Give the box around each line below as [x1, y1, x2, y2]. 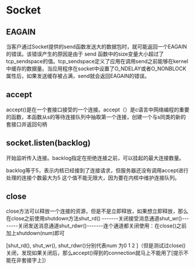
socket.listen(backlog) [6, 138, 91, 148]
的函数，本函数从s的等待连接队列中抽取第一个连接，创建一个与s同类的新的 [6, 113, 186, 120]
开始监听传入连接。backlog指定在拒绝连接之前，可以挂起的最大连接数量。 [6, 154, 184, 161]
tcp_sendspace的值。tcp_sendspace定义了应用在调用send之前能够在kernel [6, 58, 189, 64]
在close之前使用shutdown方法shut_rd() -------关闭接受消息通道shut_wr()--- [6, 215, 189, 222]
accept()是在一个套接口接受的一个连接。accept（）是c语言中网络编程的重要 [6, 106, 190, 113]
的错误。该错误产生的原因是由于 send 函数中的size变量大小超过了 [6, 50, 164, 57]
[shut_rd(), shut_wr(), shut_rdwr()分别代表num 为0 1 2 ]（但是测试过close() [6, 242, 186, 249]
